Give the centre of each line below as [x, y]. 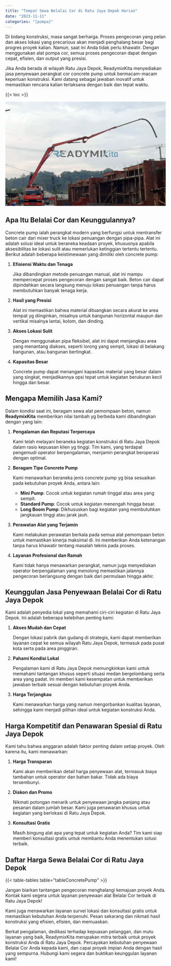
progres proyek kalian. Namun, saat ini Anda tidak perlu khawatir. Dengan [82, 48]
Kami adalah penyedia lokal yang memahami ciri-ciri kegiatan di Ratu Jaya [83, 612]
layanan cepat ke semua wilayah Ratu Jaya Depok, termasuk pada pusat [89, 643]
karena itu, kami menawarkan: [37, 752]
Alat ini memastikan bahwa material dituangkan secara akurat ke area [85, 310]
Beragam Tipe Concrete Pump [45, 467]
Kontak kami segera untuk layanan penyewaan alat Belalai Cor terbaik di [81, 895]
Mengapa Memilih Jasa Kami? [54, 399]
